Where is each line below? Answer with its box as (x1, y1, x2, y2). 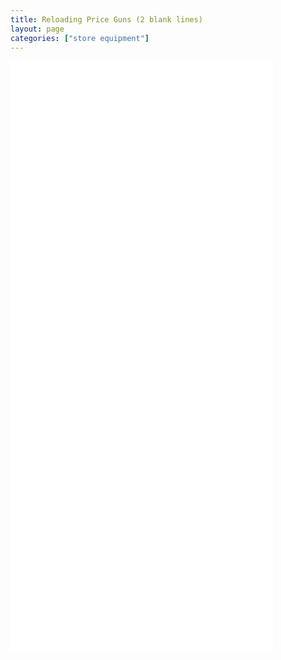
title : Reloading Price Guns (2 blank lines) (10, 14, 203, 25)
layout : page (10, 24, 65, 34)
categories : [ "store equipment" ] (10, 33, 150, 43)
